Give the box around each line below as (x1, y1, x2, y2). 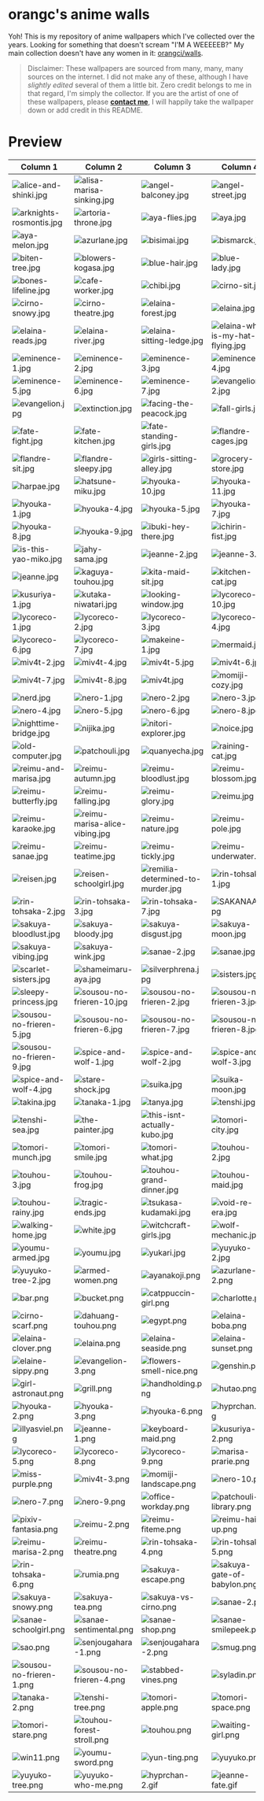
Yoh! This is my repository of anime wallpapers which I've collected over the (8, 31, 255, 41)
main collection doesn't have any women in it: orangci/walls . (8, 48, 203, 57)
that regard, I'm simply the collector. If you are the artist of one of (27, 88, 239, 98)
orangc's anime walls (8, 6, 151, 24)
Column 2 (85, 161, 123, 172)
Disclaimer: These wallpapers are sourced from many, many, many (27, 63, 244, 72)
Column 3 (153, 161, 191, 172)
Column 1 (20, 161, 58, 172)
